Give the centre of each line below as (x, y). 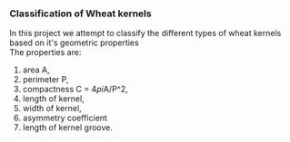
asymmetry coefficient (65, 118)
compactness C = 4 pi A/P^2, (75, 90)
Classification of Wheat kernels (80, 14)
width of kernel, (52, 109)
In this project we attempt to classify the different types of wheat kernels (145, 33)
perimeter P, (45, 80)
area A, (36, 70)
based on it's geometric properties (74, 43)
